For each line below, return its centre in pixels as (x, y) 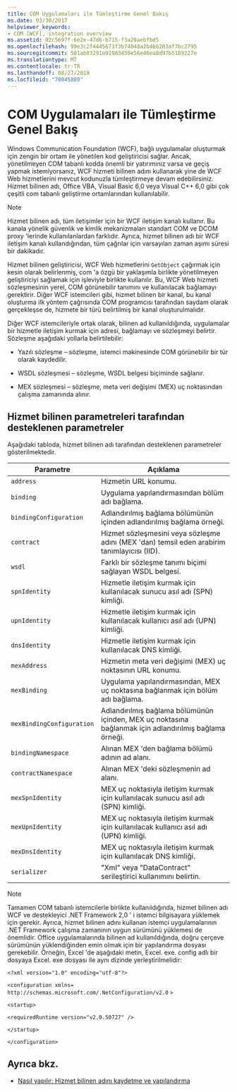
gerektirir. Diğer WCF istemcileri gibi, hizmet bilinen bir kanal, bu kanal (109, 295)
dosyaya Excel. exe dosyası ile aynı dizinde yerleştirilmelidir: (95, 960)
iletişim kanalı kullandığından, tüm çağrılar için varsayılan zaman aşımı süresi (118, 243)
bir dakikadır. (26, 251)
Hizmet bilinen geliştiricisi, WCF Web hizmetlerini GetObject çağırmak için (114, 265)
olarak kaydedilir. (42, 360)
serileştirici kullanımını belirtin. (151, 877)
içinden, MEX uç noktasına (145, 720)
